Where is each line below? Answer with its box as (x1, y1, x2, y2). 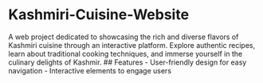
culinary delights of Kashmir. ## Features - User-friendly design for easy (8, 57, 247, 67)
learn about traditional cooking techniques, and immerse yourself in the (8, 49, 243, 58)
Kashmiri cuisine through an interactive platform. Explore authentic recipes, (8, 40, 256, 49)
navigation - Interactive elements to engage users (8, 65, 172, 75)
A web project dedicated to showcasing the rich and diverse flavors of (8, 32, 239, 41)
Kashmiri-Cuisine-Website (8, 6, 190, 24)
